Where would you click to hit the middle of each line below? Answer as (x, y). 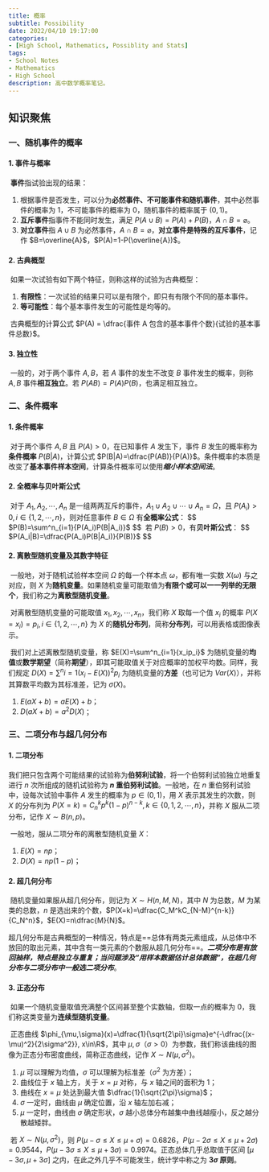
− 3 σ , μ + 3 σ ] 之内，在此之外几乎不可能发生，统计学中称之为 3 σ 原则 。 (124, 1160)
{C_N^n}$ (24, 920)
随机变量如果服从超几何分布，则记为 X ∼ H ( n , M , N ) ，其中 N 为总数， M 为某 (135, 900)
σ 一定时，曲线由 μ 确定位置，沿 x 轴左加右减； (98, 1102)
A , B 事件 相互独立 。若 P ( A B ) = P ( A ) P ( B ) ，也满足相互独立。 (105, 383)
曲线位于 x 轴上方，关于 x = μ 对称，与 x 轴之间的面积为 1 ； (118, 1082)
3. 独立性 (23, 353)
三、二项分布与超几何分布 (58, 735)
